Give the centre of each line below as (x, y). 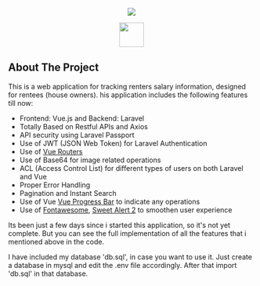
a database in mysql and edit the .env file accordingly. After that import (123, 265)
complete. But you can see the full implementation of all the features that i (127, 233)
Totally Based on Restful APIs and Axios (84, 126)
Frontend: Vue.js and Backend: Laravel (82, 118)
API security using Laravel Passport (77, 135)
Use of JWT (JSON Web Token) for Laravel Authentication (113, 143)
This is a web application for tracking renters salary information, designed (127, 86)
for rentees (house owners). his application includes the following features (128, 95)
